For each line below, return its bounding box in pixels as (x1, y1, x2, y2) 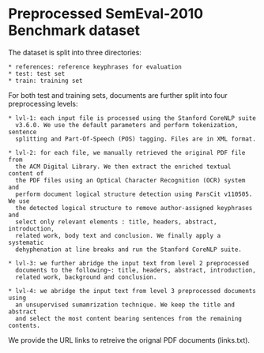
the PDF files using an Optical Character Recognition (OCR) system (15, 176, 246, 184)
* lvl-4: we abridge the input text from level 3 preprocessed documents (8, 287, 257, 295)
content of (8, 169, 44, 178)
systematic (8, 238, 44, 246)
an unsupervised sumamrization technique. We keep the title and (15, 301, 236, 309)
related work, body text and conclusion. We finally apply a (15, 231, 221, 239)
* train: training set (8, 77, 83, 84)
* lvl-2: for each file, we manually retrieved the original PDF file (8, 148, 246, 156)
